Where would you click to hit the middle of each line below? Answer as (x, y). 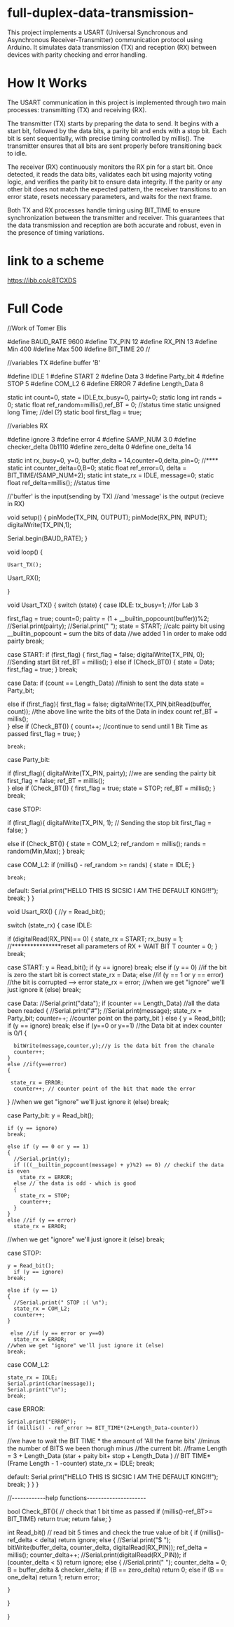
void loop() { (25, 552)
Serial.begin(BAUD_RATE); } (47, 538)
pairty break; (26, 641)
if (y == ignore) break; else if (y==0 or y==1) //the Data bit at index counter (115, 1026)
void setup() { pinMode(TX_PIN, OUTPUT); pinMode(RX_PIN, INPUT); (108, 517)
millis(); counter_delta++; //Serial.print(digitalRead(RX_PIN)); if (97, 1555)
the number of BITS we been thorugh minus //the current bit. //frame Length (117, 1448)
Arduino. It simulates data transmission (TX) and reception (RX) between (112, 47)
